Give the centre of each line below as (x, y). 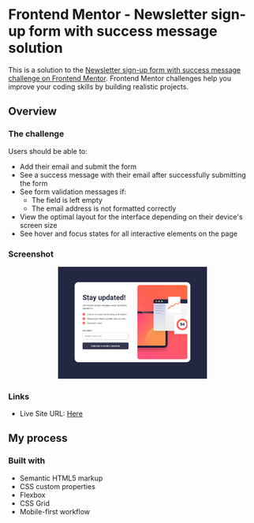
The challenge (36, 134)
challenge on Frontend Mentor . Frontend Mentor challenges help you (120, 78)
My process (38, 438)
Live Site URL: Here (51, 413)
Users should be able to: (48, 151)
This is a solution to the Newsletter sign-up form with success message (125, 69)
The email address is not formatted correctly (104, 208)
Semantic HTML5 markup (61, 478)
